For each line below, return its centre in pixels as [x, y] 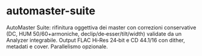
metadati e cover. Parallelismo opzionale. [57, 46]
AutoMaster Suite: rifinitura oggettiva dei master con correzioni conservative [101, 27]
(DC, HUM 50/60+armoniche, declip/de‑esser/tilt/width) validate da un [94, 33]
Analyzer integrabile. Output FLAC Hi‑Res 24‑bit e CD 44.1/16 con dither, [96, 40]
